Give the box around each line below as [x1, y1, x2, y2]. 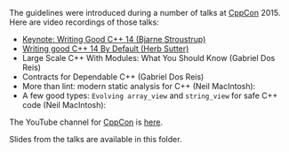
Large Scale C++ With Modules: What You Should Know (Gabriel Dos [21, 53, 276, 63]
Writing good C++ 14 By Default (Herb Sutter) [21, 43, 189, 54]
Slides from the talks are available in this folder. [9, 134, 182, 144]
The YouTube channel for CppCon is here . [9, 117, 163, 127]
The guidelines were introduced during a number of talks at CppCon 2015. [9, 8, 281, 18]
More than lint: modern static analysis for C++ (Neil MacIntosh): [21, 81, 256, 91]
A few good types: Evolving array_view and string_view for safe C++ [21, 90, 278, 101]
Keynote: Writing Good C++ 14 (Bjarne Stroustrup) [21, 34, 206, 44]
